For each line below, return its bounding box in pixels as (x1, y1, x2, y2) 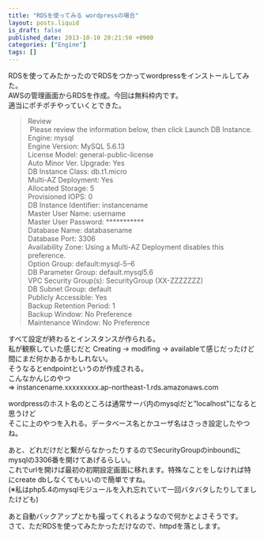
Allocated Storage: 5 (27, 183, 95, 193)
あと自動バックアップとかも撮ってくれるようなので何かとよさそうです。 (8, 511, 243, 521)
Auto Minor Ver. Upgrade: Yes (27, 159, 125, 167)
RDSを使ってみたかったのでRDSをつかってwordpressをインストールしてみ (8, 71, 250, 80)
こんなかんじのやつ (8, 374, 71, 383)
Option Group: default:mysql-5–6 (27, 259, 136, 269)
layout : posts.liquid (8, 19, 80, 27)
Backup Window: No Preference (27, 310, 133, 318)
